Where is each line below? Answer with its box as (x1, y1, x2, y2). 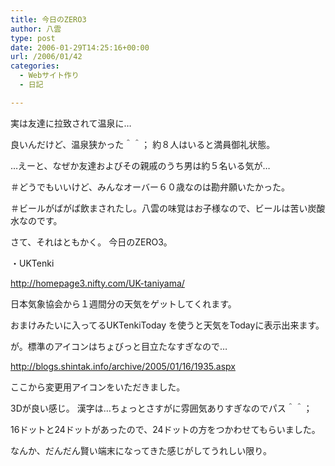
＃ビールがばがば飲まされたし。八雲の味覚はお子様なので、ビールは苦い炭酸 (10, 202, 326, 214)
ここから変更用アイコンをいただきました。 (10, 381, 186, 393)
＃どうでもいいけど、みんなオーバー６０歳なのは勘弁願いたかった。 (10, 181, 290, 193)
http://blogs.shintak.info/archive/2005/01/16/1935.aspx (10, 360, 236, 372)
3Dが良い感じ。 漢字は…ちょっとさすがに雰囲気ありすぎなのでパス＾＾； (10, 402, 313, 414)
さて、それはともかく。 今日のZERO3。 (10, 236, 173, 248)
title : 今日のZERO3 (10, 14, 87, 25)
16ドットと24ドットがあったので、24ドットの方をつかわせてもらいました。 (10, 423, 321, 435)
